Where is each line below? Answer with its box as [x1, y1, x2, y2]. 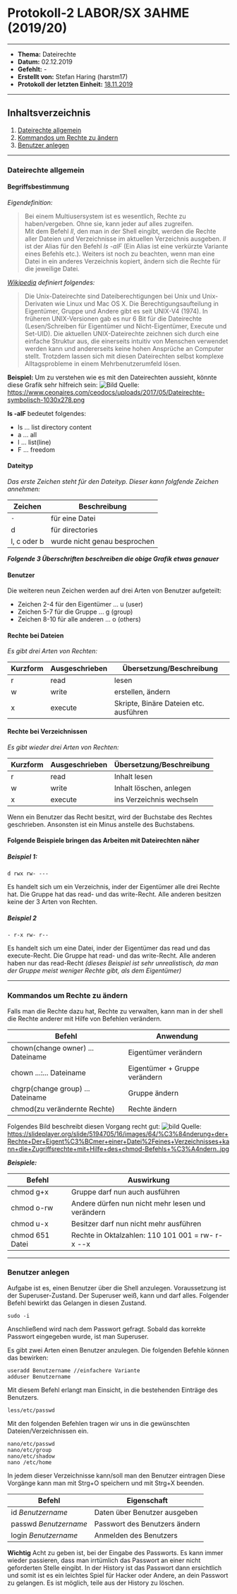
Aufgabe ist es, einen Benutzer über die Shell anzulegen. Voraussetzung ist [7, 1283, 226, 1292]
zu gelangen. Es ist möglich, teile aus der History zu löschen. [7, 1578, 185, 1587]
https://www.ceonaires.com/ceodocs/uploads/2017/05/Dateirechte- [7, 388, 205, 396]
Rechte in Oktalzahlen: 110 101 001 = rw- [71, 1230, 214, 1240]
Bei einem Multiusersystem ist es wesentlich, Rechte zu [24, 212, 187, 220]
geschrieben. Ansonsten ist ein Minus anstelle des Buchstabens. [7, 820, 195, 828]
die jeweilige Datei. [24, 264, 80, 273]
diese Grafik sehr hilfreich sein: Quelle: [7, 380, 140, 389]
